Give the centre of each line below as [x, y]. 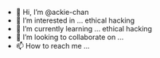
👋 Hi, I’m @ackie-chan [52, 12]
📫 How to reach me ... [53, 46]
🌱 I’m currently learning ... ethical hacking [84, 29]
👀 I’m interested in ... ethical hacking [75, 20]
